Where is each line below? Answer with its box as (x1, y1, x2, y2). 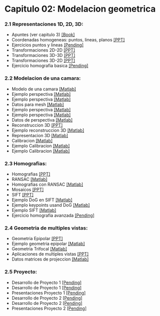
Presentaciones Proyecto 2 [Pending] (11, 305, 87, 311)
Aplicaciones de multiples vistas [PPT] (11, 251, 89, 257)
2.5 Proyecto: (4, 268, 37, 275)
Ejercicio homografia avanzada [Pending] (11, 212, 95, 218)
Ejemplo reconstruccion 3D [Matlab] (11, 127, 85, 133)
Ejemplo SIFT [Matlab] (11, 208, 56, 213)
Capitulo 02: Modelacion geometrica (4, 3, 156, 15)
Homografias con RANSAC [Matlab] (11, 181, 84, 188)
